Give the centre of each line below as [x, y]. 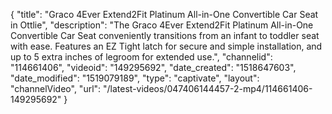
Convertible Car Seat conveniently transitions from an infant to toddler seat [165, 35]
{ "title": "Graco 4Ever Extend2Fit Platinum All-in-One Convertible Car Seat [164, 14]
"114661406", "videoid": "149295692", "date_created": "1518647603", [153, 67]
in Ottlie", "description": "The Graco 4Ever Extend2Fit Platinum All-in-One [162, 25]
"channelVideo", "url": [56, 88]
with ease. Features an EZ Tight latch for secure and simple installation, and [166, 46]
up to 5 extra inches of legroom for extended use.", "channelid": [141, 57]
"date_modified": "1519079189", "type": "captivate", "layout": [135, 78]
